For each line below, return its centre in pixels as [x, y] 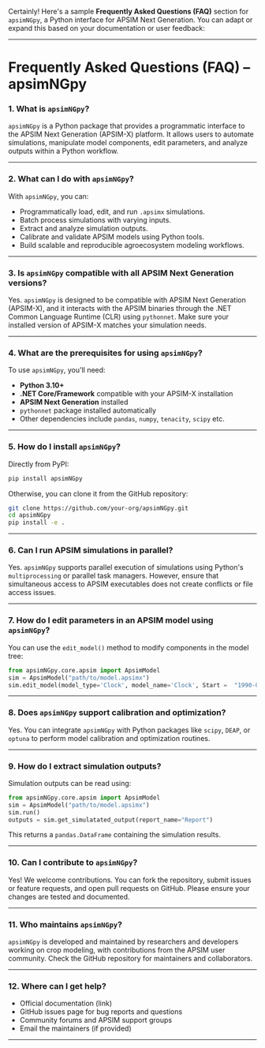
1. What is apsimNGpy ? [49, 109]
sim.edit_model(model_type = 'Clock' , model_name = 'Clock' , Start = [118, 685]
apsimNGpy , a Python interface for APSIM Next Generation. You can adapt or [131, 20]
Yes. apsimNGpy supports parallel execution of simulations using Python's [126, 567]
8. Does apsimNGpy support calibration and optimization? [117, 713]
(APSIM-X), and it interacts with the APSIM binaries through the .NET [120, 309]
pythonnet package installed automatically [88, 410]
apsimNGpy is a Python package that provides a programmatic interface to [127, 126]
